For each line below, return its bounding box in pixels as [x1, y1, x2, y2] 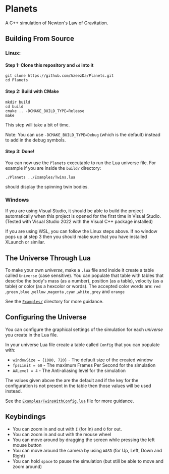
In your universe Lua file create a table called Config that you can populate [5, 342, 160, 348]
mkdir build [5, 100, 30, 105]
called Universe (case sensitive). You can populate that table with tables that [5, 272, 164, 278]
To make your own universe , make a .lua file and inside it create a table [5, 267, 154, 273]
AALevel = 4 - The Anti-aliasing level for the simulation [12, 367, 126, 373]
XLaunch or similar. [5, 239, 45, 245]
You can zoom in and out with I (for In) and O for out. [12, 425, 122, 432]
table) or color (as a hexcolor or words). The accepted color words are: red [5, 283, 161, 289]
